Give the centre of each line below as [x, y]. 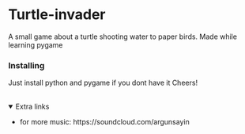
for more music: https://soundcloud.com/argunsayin [104, 122]
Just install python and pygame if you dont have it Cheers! [103, 83]
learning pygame [36, 44]
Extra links [32, 107]
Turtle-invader [57, 15]
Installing [26, 65]
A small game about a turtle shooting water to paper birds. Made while [122, 36]
